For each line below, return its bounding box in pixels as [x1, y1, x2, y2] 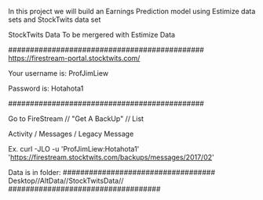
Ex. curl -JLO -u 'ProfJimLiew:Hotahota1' [8, 145, 140, 153]
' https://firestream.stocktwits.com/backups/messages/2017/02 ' [8, 152, 214, 162]
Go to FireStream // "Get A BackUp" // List [8, 114, 144, 123]
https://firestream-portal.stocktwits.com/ [8, 54, 141, 62]
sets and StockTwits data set [8, 15, 101, 24]
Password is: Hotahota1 [8, 84, 84, 93]
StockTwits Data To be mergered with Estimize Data [8, 30, 175, 39]
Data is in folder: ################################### [8, 168, 216, 177]
